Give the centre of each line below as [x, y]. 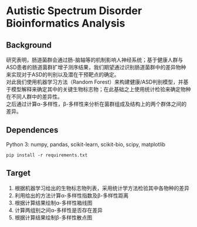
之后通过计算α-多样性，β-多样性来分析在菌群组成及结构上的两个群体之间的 [96, 104]
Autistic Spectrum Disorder [74, 11]
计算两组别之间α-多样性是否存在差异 [58, 210]
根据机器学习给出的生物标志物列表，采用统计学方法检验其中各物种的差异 [102, 188]
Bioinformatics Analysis [66, 23]
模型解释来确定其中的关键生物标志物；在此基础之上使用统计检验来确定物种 [101, 89]
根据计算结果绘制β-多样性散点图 [53, 217]
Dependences [32, 130]
